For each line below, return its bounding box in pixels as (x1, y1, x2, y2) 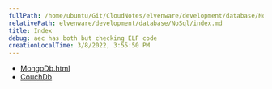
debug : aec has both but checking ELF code (8, 34, 158, 42)
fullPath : (8, 11, 42, 20)
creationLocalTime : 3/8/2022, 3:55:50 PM (8, 42, 151, 50)
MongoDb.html (19, 63, 70, 73)
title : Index (8, 26, 53, 34)
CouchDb (19, 72, 53, 82)
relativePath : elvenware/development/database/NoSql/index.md (8, 19, 223, 27)
